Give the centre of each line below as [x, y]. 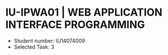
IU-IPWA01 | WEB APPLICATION [84, 12]
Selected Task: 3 [34, 47]
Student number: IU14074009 [49, 41]
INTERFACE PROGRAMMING [75, 25]
